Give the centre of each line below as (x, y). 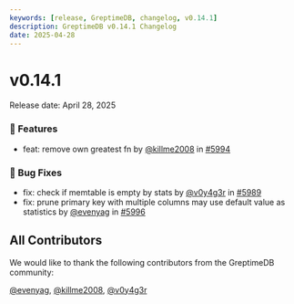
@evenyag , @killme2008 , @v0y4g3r (78, 289)
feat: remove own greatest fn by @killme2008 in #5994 (126, 149)
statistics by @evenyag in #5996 (84, 212)
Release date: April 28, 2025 (63, 105)
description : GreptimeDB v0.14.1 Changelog (93, 26)
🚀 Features (34, 129)
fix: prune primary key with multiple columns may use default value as (154, 202)
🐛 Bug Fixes (35, 173)
